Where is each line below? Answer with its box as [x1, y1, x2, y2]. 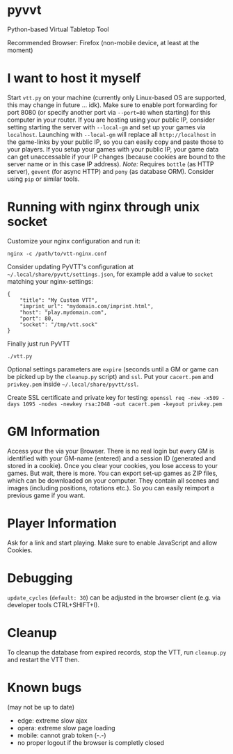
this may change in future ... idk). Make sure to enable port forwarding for [7, 100, 218, 109]
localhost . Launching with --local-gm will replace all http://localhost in [7, 130, 216, 138]
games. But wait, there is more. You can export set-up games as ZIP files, [7, 469, 218, 477]
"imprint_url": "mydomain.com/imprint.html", [19, 303, 154, 310]
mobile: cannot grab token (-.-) [17, 731, 106, 739]
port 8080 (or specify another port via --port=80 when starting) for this [7, 108, 211, 116]
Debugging [7, 570, 73, 586]
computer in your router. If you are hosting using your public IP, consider [7, 115, 216, 124]
